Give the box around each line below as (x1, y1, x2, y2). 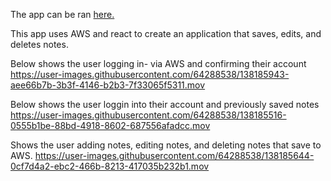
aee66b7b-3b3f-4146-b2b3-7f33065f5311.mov (10, 79, 206, 91)
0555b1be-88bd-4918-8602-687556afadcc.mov (10, 120, 211, 131)
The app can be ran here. (10, 9, 115, 20)
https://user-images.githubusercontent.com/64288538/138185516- (10, 109, 287, 121)
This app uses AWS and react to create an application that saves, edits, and (10, 28, 322, 39)
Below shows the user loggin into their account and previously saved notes (10, 99, 320, 110)
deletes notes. (10, 39, 69, 50)
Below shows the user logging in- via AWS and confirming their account (10, 58, 307, 69)
